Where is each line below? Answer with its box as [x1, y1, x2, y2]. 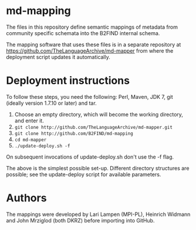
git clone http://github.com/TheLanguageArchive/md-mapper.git [14, 124, 173, 130]
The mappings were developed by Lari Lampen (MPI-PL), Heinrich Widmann [6, 211, 191, 218]
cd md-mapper [14, 136, 47, 143]
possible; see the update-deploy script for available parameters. [6, 171, 161, 178]
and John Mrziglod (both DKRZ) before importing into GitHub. [6, 217, 155, 224]
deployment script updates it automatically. [6, 53, 110, 60]
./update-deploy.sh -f [14, 143, 70, 149]
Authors [6, 191, 47, 205]
